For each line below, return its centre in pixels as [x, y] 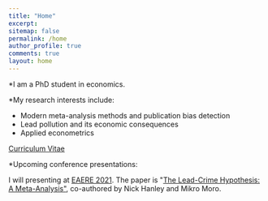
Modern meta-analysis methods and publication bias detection [125, 115]
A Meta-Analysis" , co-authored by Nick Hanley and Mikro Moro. [115, 188]
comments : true [34, 53]
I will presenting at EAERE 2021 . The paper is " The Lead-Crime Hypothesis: [134, 180]
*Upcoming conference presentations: [73, 164]
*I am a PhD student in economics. [67, 84]
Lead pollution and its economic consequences [99, 124]
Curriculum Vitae [37, 148]
